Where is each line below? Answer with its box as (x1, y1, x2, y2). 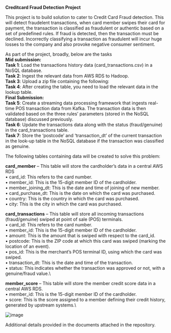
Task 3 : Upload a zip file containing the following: (5, 79, 110, 84)
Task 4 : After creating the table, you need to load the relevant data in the (5, 84, 158, 90)
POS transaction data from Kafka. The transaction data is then (15, 106, 146, 111)
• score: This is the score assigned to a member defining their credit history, (5, 297, 166, 302)
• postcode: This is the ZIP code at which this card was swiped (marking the (5, 238, 166, 244)
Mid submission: (5, 57, 42, 63)
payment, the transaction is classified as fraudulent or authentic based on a (5, 25, 164, 31)
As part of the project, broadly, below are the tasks (5, 51, 112, 57)
